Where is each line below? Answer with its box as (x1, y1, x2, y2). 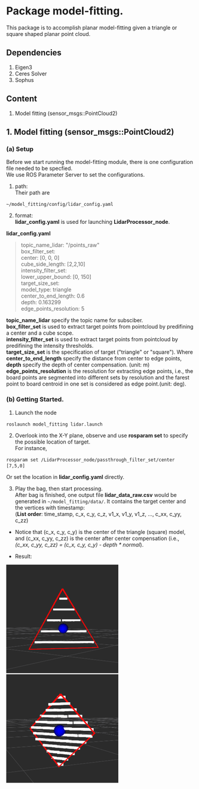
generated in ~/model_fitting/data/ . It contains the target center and (14, 497, 186, 505)
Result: (14, 553, 32, 560)
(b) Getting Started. (6, 395, 64, 403)
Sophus (14, 76, 34, 83)
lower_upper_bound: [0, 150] (20, 274, 91, 281)
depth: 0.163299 (20, 299, 62, 306)
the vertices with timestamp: (14, 504, 85, 511)
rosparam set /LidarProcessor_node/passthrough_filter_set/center (6, 457, 175, 463)
